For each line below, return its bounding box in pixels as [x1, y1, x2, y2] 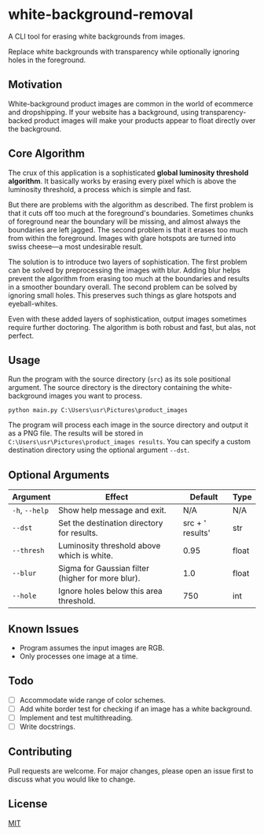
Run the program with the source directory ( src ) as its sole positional [8, 374, 231, 384]
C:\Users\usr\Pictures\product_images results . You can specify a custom [8, 437, 251, 447]
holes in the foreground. [8, 55, 86, 65]
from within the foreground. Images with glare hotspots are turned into [8, 233, 236, 243]
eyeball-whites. [8, 299, 58, 308]
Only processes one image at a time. [19, 651, 139, 661]
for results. [58, 528, 98, 539]
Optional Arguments [8, 468, 110, 481]
